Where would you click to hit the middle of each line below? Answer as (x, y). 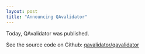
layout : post (22, 11)
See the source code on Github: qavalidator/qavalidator (72, 45)
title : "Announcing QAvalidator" (47, 17)
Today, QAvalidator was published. (48, 33)
